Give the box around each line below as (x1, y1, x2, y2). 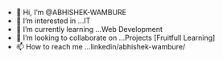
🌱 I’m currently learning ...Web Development (15, 25, 163, 33)
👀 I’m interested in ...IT (15, 16, 91, 26)
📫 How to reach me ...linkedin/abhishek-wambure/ (15, 42, 186, 51)
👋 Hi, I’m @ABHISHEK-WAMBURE (15, 8, 127, 17)
